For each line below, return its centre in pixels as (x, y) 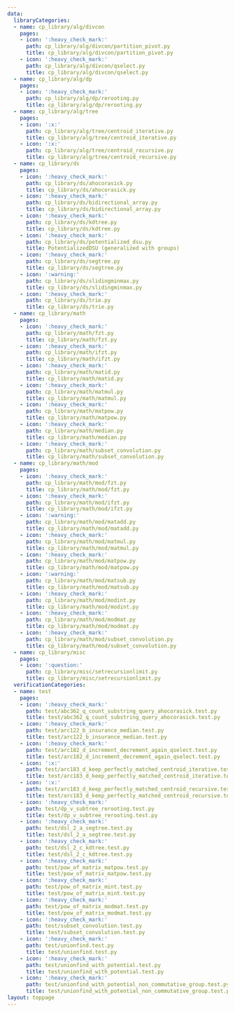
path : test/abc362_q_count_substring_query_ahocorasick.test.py (121, 711)
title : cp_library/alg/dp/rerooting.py (84, 105)
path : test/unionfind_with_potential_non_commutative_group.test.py (128, 985)
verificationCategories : (50, 685)
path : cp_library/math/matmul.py (74, 392)
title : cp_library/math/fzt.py (71, 340)
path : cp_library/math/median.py (74, 431)
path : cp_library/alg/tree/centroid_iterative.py (99, 131)
